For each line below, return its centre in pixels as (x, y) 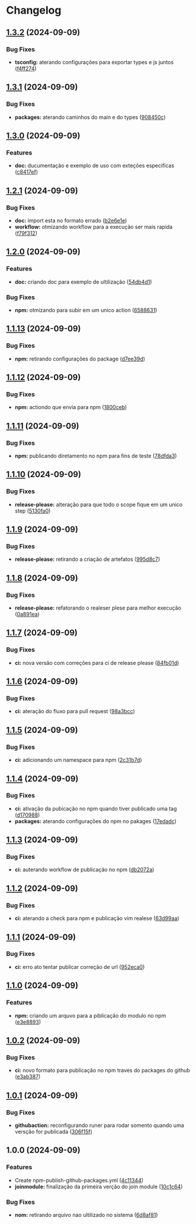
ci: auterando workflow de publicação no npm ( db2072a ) (84, 870)
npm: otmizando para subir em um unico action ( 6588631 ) (86, 310)
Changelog (34, 10)
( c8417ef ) (26, 172)
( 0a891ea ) (27, 614)
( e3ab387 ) (28, 1077)
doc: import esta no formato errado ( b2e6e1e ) (71, 220)
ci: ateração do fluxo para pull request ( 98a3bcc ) (75, 711)
